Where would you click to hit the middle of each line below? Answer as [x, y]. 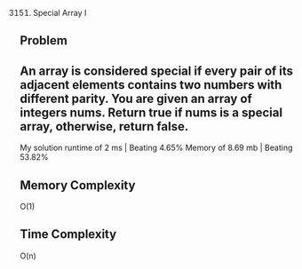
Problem [44, 40]
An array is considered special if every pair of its [156, 71]
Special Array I [60, 13]
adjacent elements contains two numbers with [151, 85]
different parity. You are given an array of [136, 98]
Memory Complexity [78, 185]
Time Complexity [68, 234]
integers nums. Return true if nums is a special [151, 112]
